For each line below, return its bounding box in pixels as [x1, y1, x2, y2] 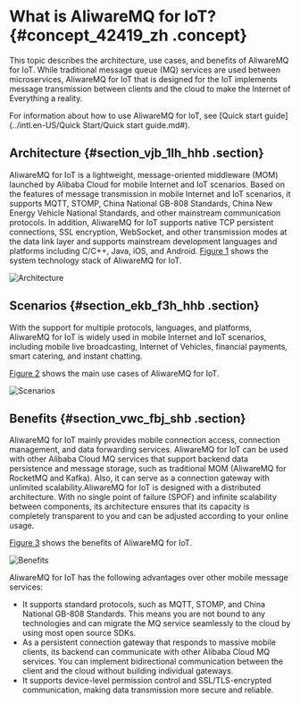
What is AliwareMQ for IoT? [9, 6, 217, 27]
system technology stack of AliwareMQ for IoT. [9, 255, 182, 266]
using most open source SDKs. [21, 628, 137, 639]
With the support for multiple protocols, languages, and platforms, [9, 322, 253, 333]
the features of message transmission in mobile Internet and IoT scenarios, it [9, 188, 292, 199]
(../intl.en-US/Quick [9, 119, 81, 131]
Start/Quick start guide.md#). [82, 119, 190, 131]
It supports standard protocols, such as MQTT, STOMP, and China [21, 599, 266, 610]
